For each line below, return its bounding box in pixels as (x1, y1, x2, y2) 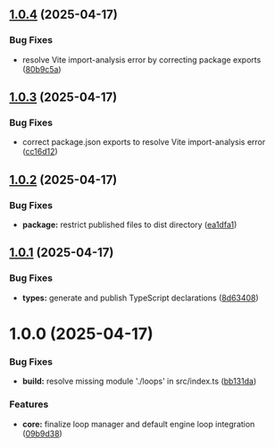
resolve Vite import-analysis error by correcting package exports (21, 54, 262, 65)
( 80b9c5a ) (21, 63, 62, 74)
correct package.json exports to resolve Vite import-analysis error (21, 137, 266, 148)
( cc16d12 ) (21, 147, 58, 157)
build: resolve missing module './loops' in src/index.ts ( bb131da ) (21, 375, 257, 387)
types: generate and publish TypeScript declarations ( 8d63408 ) (21, 292, 259, 303)
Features (9, 398, 49, 410)
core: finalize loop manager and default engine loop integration (21, 418, 255, 429)
